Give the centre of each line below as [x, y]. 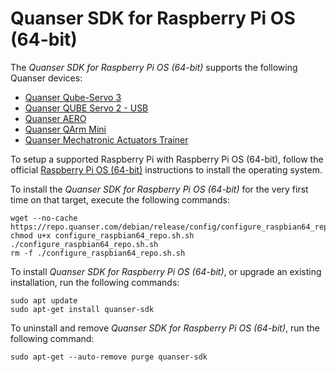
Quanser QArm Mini [65, 129]
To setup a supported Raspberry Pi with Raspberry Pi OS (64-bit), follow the [167, 159]
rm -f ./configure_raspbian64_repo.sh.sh [98, 253]
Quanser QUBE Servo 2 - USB [86, 108]
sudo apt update [44, 300]
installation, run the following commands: [95, 282]
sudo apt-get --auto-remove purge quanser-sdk [109, 357]
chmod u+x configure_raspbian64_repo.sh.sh [102, 235]
